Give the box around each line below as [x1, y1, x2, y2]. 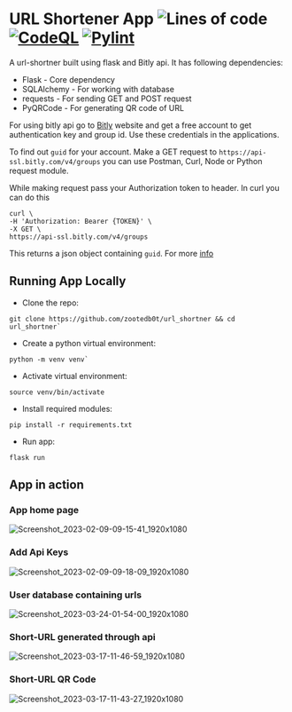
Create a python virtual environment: [21, 337, 157, 348]
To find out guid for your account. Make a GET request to [9, 146, 218, 157]
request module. [9, 165, 69, 176]
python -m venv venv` [9, 355, 89, 364]
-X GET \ [9, 225, 42, 233]
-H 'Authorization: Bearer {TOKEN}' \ [9, 217, 152, 225]
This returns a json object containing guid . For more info [9, 248, 214, 258]
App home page [9, 504, 80, 517]
